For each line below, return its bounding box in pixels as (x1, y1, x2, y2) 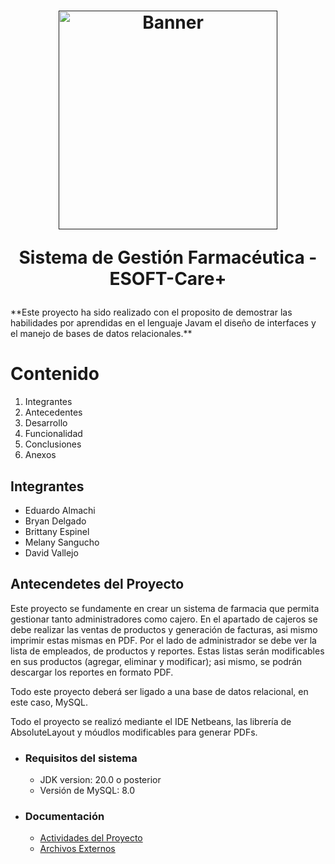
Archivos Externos (39, 843, 116, 855)
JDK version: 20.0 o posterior (39, 774, 162, 786)
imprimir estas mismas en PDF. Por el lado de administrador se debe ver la (10, 634, 317, 646)
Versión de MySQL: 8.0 (39, 785, 136, 797)
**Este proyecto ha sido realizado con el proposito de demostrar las (10, 306, 293, 319)
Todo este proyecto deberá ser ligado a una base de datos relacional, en (10, 685, 309, 697)
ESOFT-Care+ (109, 268, 227, 290)
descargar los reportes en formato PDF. (10, 666, 174, 678)
